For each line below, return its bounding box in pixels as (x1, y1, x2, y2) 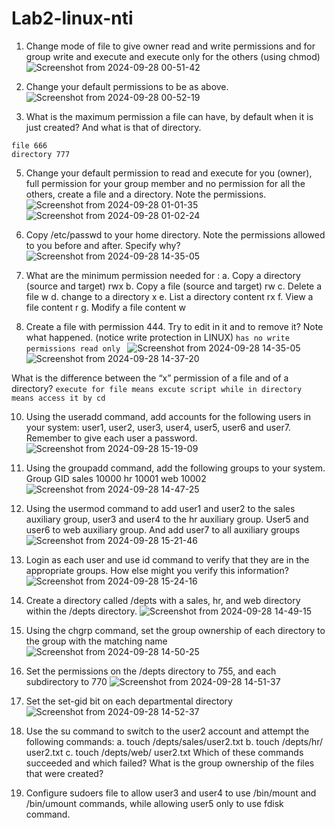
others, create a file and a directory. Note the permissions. (25, 188, 267, 200)
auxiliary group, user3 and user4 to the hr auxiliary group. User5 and (25, 513, 309, 525)
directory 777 (11, 149, 71, 159)
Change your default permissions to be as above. (25, 80, 229, 92)
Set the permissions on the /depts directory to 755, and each (25, 665, 277, 677)
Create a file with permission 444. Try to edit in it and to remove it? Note (25, 320, 324, 332)
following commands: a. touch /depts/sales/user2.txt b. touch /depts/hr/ (25, 735, 324, 747)
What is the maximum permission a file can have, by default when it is (25, 110, 314, 122)
